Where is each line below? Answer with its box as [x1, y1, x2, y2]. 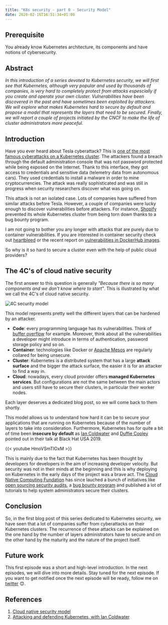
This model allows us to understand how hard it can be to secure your [5, 414, 149, 420]
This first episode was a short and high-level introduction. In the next [5, 565, 148, 571]
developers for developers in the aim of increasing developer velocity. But [5, 460, 158, 466]
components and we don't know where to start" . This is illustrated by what [5, 285, 159, 291]
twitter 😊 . [5, 581, 26, 587]
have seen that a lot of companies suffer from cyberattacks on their [5, 520, 144, 526]
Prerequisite [5, 31, 45, 39]
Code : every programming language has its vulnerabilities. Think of [12, 325, 152, 331]
